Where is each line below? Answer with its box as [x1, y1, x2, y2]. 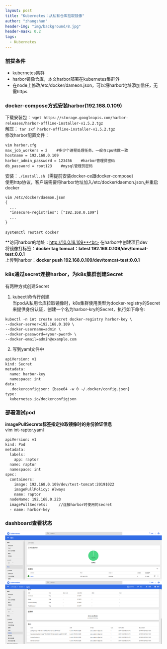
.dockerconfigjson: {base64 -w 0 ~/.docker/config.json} [9, 386, 130, 391]
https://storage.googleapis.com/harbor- [43, 115, 128, 121]
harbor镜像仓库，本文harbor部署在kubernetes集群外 [12, 76, 120, 82]
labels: [9, 452, 26, 457]
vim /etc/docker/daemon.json [5, 195, 66, 200]
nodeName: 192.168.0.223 [9, 497, 61, 502]
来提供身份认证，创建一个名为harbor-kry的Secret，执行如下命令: [12, 306, 145, 312]
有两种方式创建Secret [5, 283, 49, 289]
